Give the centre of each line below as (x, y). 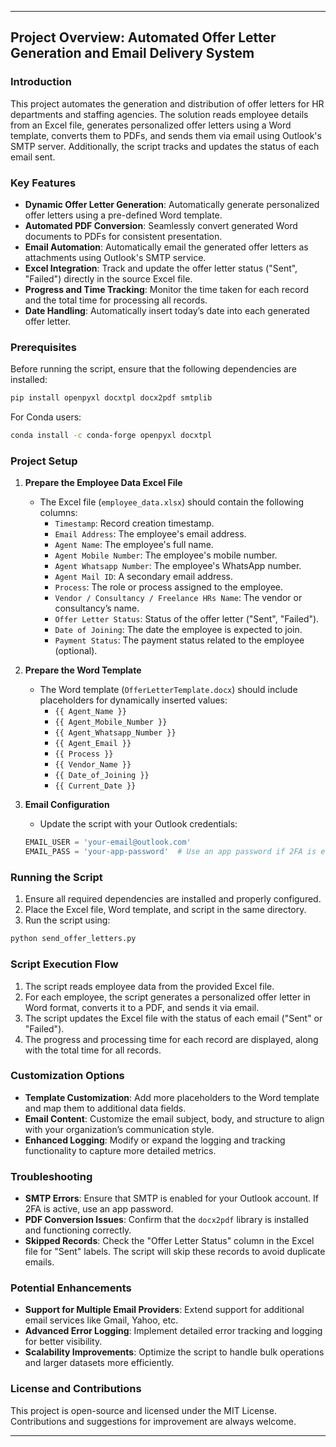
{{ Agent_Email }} (93, 744)
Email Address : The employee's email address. (150, 534)
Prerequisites (43, 347)
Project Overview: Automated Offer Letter (143, 37)
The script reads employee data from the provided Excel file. (149, 986)
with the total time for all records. (93, 1050)
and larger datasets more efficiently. (99, 1363)
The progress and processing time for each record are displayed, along (171, 1039)
